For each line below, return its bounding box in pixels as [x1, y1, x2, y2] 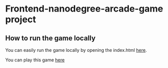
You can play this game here [5, 57, 65, 63]
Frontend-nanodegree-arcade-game [5, 3, 163, 15]
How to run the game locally [5, 34, 96, 42]
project [5, 14, 37, 25]
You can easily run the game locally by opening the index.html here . [5, 47, 147, 53]
